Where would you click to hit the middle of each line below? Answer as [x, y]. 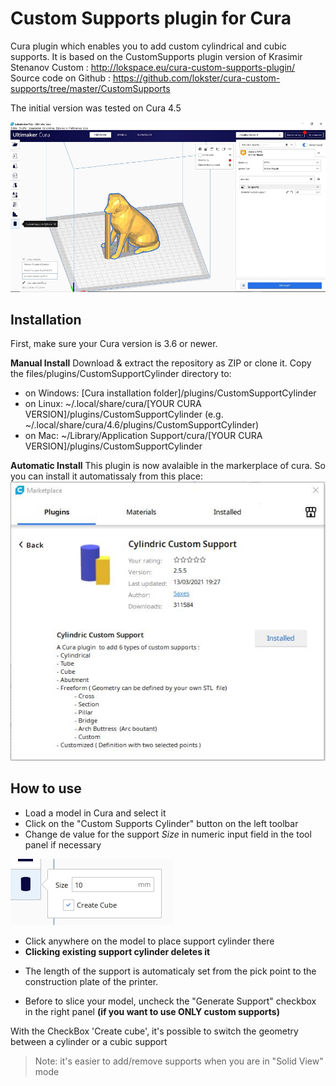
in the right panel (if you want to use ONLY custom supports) [152, 1011]
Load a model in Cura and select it [95, 813]
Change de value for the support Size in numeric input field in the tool [168, 834]
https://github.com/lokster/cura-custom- [196, 78]
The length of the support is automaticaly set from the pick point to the [170, 971]
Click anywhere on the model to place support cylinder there [149, 941]
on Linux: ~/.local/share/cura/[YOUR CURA [113, 404]
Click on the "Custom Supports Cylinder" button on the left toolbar [161, 823]
